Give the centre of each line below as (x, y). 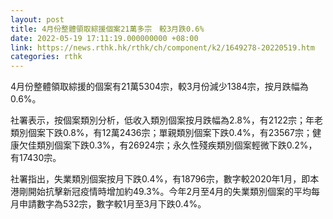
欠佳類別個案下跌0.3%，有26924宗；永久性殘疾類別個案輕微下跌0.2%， (168, 145)
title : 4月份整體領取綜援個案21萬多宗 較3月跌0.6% (107, 29)
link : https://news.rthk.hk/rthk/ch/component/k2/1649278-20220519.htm (162, 47)
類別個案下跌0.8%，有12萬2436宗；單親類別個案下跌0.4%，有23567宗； (161, 133)
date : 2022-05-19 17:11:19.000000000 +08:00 (104, 38)
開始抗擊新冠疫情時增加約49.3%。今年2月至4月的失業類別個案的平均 (169, 192)
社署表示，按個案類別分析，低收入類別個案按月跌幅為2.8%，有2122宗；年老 (166, 120)
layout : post (37, 19)
